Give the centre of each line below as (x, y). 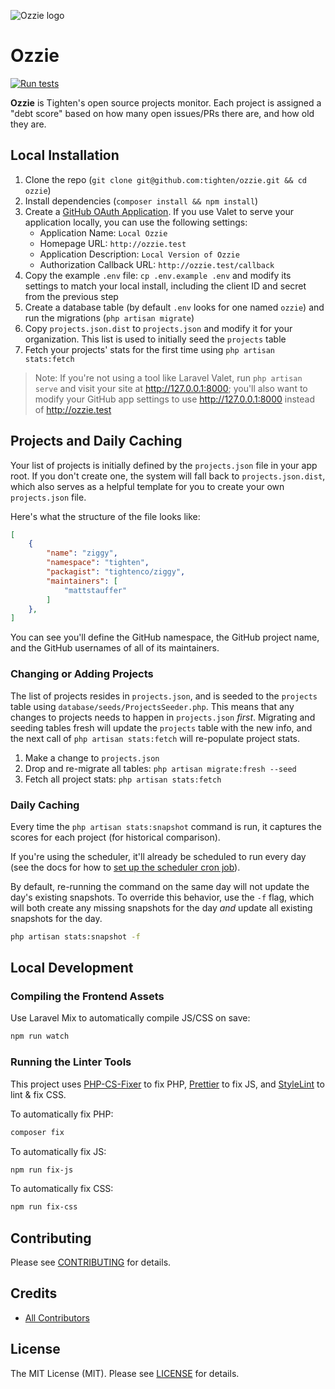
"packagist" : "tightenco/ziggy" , (116, 572)
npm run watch (40, 1036)
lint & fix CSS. (38, 1094)
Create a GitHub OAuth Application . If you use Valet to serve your (159, 211)
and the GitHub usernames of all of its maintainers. (115, 648)
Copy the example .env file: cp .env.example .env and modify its (158, 275)
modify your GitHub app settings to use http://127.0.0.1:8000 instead (174, 399)
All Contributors (57, 1317)
